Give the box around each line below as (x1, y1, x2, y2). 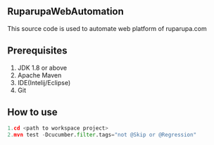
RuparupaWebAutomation (7, 6, 125, 18)
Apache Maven (17, 70, 62, 80)
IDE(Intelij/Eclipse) (17, 78, 71, 87)
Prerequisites (7, 45, 68, 57)
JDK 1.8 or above (17, 63, 68, 72)
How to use (7, 106, 58, 118)
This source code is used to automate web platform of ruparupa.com (7, 24, 208, 32)
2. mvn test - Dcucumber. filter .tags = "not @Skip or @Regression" (7, 132, 197, 139)
